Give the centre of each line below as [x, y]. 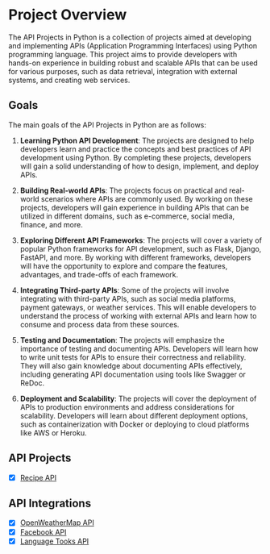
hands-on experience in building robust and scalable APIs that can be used [133, 63]
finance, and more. [51, 224]
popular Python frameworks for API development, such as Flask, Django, [141, 248]
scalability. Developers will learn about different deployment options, [134, 415]
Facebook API [43, 532]
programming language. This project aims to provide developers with [123, 54]
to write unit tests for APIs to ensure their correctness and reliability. [133, 357]
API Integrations [50, 504]
